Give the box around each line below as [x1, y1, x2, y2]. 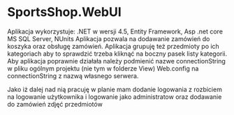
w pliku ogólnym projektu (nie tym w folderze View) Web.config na [7, 64, 199, 72]
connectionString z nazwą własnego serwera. [7, 71, 139, 80]
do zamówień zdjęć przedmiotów [7, 100, 103, 108]
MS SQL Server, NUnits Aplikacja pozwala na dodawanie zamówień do [7, 34, 210, 43]
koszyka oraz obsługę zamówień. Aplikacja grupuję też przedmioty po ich [7, 42, 220, 50]
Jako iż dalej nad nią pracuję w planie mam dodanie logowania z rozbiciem [7, 85, 222, 93]
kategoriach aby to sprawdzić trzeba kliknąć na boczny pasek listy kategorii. [7, 49, 228, 58]
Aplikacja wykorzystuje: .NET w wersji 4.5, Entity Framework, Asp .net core [7, 27, 224, 36]
